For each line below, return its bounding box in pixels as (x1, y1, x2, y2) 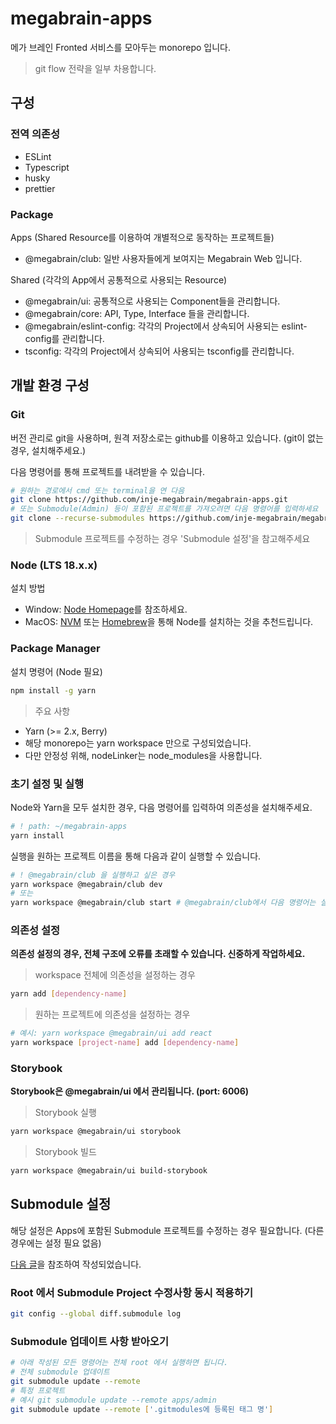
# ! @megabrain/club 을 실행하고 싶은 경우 (10, 870, 176, 880)
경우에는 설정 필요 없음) (10, 1237, 102, 1249)
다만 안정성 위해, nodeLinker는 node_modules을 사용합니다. (24, 749, 263, 761)
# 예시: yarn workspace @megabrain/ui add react (10, 1028, 213, 1039)
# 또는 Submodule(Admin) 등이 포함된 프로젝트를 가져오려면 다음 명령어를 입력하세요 (10, 504, 319, 514)
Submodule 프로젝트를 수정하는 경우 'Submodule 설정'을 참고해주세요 (34, 533, 311, 545)
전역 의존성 (10, 127, 61, 141)
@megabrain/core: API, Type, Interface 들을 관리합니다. (24, 307, 250, 319)
